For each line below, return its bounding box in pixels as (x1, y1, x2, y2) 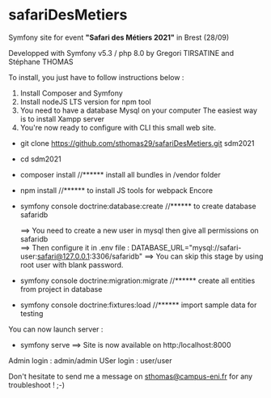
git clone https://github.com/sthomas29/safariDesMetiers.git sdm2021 (19, 138, 255, 148)
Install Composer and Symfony (19, 88, 123, 98)
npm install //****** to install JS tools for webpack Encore (19, 185, 213, 195)
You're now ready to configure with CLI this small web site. (19, 122, 217, 132)
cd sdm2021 (19, 154, 62, 164)
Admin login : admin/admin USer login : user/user (8, 355, 172, 366)
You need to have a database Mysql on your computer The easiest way (19, 105, 257, 115)
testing (19, 308, 44, 318)
